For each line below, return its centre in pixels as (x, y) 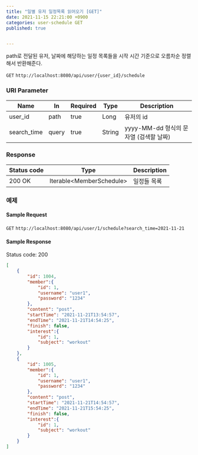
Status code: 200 (27, 255)
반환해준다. (30, 63)
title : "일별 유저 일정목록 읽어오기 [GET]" (54, 12)
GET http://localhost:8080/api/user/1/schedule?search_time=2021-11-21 (95, 228)
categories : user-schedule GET (44, 22)
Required (83, 106)
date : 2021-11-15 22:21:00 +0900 (47, 17)
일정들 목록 (147, 181)
